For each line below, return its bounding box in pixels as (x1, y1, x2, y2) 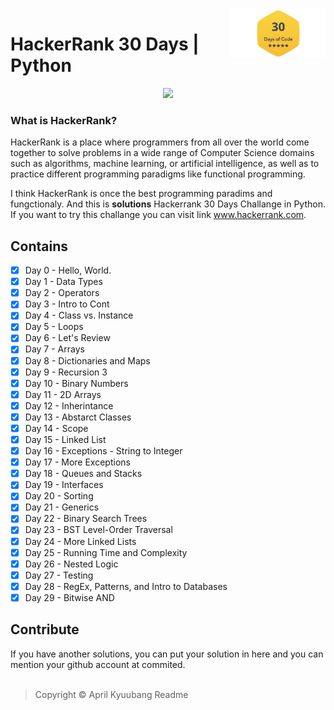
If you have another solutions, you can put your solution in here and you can (10, 648, 324, 660)
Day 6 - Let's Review (24, 332, 111, 344)
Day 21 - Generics (24, 501, 100, 513)
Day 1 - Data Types (24, 276, 103, 288)
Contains (10, 238, 68, 255)
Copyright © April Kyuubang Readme (34, 688, 189, 700)
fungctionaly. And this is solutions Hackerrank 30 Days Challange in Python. (10, 198, 326, 210)
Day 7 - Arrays (24, 343, 85, 355)
